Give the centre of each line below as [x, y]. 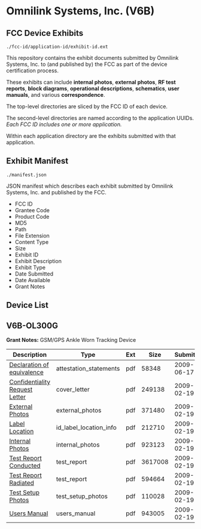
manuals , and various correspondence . [56, 95]
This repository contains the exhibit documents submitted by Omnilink [92, 58]
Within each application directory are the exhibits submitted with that [91, 136]
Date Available [33, 280]
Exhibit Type [30, 267]
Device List [28, 305]
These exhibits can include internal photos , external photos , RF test [91, 82]
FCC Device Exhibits [45, 33]
